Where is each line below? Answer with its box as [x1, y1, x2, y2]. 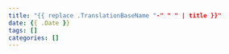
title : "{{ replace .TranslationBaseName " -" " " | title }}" [8, 11, 222, 20]
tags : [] [8, 26, 38, 34]
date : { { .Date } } [8, 19, 70, 27]
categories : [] [8, 33, 60, 42]
